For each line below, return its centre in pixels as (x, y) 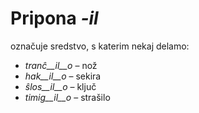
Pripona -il (54, 18)
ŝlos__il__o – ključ (60, 86)
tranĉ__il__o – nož (61, 65)
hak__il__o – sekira (63, 76)
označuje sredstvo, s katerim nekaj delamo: (100, 46)
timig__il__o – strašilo (67, 97)
